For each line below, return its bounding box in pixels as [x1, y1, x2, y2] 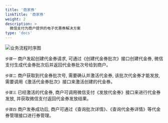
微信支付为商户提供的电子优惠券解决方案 [10, 26, 81, 31]
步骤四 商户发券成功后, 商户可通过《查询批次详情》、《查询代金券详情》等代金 [5, 106, 161, 112]
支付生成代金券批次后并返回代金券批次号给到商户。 [5, 62, 111, 67]
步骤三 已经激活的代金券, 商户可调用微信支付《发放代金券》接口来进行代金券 [5, 89, 161, 95]
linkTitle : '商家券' [5, 12, 46, 17]
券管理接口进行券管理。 [5, 112, 54, 118]
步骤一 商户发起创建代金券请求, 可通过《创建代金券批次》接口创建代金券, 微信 [5, 55, 163, 61]
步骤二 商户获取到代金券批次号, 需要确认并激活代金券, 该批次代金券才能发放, [5, 72, 160, 78]
